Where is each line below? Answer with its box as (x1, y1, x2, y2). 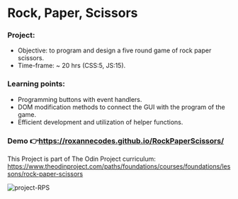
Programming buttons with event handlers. (17, 95, 142, 103)
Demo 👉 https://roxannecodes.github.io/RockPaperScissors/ (7, 136, 225, 146)
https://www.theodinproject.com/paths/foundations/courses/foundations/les (7, 162, 231, 171)
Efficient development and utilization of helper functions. (17, 118, 183, 126)
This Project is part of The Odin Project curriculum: (7, 154, 156, 164)
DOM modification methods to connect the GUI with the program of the (17, 103, 225, 111)
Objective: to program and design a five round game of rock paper (17, 46, 212, 55)
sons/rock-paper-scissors (7, 170, 84, 178)
